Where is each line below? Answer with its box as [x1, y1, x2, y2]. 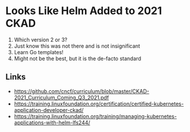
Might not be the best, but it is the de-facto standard [14, 55, 142, 62]
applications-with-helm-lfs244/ [14, 119, 91, 126]
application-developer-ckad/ [14, 106, 84, 113]
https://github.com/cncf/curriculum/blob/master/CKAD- [14, 87, 149, 95]
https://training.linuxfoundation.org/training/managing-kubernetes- [14, 113, 177, 120]
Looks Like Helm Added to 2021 [5, 4, 162, 18]
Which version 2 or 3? [14, 36, 68, 43]
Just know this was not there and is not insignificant [14, 42, 141, 49]
